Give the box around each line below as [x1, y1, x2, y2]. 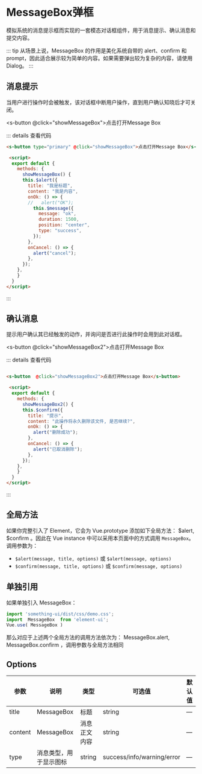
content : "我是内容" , [28, 188, 78, 194]
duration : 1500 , [38, 217, 79, 223]
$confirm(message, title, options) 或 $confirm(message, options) [14, 562, 183, 569]
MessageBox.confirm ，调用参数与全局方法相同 [6, 641, 124, 649]
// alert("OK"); [28, 200, 74, 206]
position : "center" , [38, 222, 90, 228]
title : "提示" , [28, 413, 64, 419]
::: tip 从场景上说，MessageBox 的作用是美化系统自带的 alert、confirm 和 [6, 46, 187, 54]
